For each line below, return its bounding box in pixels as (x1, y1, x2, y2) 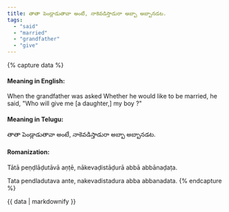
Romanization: (7, 148, 50, 156)
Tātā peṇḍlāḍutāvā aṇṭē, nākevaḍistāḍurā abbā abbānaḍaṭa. (7, 163, 178, 171)
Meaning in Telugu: (7, 115, 64, 123)
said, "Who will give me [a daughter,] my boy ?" (7, 99, 143, 107)
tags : (7, 17, 23, 23)
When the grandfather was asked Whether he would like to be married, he (7, 92, 217, 100)
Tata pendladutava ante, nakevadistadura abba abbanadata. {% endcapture (7, 176, 222, 184)
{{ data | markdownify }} (7, 197, 77, 205)
